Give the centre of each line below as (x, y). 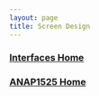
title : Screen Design (50, 26)
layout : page (34, 18)
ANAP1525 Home (48, 82)
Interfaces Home (47, 58)
